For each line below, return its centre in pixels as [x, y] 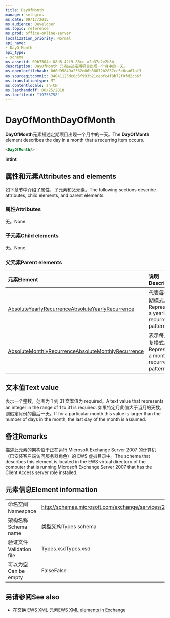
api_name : [16, 43]
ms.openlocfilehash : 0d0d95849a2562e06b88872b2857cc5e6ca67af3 [73, 71]
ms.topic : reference [27, 29]
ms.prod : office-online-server [38, 33]
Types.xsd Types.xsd [66, 549]
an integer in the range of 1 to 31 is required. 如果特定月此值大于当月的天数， [85, 407]
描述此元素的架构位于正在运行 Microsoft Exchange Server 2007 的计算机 [81, 450]
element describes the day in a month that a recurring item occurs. [75, 140]
